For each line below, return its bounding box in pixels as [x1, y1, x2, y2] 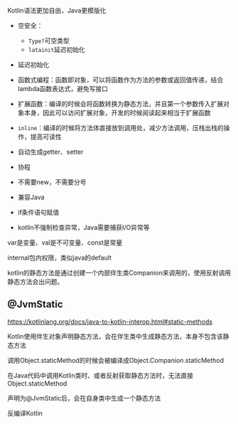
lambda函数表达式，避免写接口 [17, 85, 109, 92]
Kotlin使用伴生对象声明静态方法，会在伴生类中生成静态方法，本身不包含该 [7, 332, 223, 340]
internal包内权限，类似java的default [7, 253, 112, 262]
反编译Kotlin [7, 408, 43, 418]
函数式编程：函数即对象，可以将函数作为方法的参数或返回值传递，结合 [17, 75, 224, 84]
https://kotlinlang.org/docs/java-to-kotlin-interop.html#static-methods [7, 317, 213, 326]
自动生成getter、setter [17, 148, 84, 156]
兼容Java [17, 193, 45, 201]
